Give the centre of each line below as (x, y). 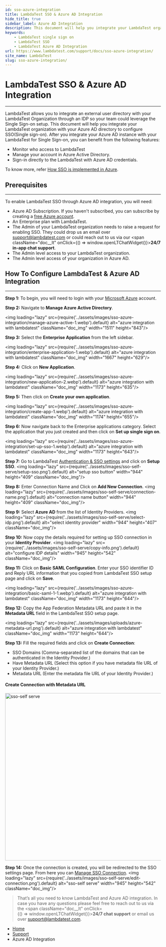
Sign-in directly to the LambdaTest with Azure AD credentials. (75, 160)
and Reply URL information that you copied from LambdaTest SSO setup (79, 573)
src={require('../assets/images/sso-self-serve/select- (91, 517)
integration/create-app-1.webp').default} (46, 411)
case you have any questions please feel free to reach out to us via (85, 904)
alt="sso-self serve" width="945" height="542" (107, 883)
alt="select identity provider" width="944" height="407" (99, 522)
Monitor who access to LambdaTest (49, 149)
